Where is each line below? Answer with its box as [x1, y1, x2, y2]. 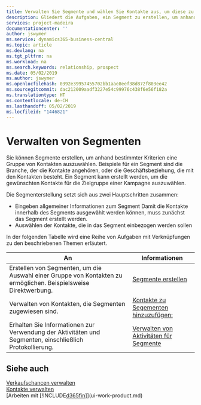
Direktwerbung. [9, 286, 53, 294]
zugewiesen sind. [9, 307, 59, 315]
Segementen [132, 303, 169, 312]
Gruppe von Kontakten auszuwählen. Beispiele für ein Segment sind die [6, 161, 183, 168]
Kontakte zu [132, 296, 166, 305]
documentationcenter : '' [6, 25, 68, 32]
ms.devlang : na [6, 48, 44, 54]
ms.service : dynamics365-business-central [6, 36, 114, 42]
